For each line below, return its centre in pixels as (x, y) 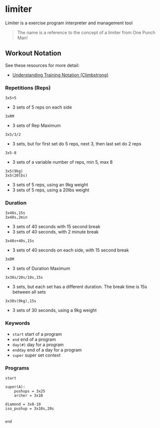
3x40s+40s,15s (20, 241)
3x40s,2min (16, 217)
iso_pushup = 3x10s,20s (30, 408)
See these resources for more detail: (42, 65)
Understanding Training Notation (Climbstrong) (60, 75)
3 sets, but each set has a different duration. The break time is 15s (80, 287)
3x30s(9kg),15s (21, 301)
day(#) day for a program (38, 344)
